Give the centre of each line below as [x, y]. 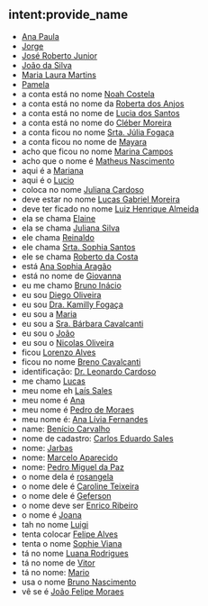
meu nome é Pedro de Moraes [77, 410]
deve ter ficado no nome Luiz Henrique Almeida [110, 208]
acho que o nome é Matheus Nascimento [98, 160]
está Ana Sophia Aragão [66, 266]
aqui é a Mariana [53, 170]
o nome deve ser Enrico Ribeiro [80, 505]
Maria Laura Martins [59, 75]
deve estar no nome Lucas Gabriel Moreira [101, 199]
